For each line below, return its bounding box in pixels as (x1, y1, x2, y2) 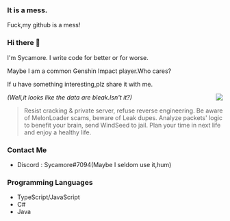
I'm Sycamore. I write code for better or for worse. (7, 53, 149, 61)
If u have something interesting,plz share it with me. (7, 80, 153, 88)
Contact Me (7, 145, 47, 155)
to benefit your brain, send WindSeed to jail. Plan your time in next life (23, 121, 221, 129)
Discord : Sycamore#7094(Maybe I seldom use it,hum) (16, 160, 172, 168)
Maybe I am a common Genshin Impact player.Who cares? (7, 67, 172, 75)
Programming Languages (7, 177, 94, 187)
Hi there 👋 (7, 38, 41, 48)
